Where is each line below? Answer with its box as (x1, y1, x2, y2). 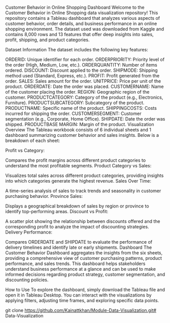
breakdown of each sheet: (5, 137, 60, 143)
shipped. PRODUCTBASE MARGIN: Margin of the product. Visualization (5, 122, 154, 127)
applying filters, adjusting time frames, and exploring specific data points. (5, 298, 159, 303)
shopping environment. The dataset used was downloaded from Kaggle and (5, 26, 164, 32)
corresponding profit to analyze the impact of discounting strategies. (5, 224, 149, 229)
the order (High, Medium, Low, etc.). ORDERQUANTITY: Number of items (5, 62, 157, 68)
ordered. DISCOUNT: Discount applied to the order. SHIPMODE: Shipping (5, 67, 158, 73)
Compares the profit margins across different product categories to (5, 157, 146, 163)
